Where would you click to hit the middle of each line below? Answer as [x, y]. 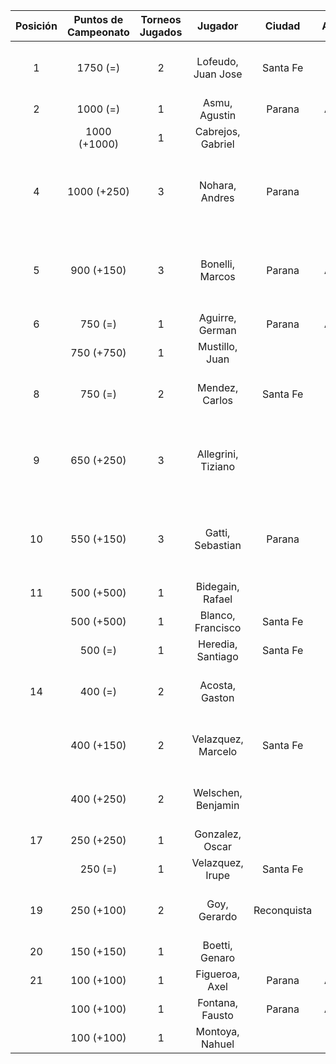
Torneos [161, 19]
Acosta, [218, 685]
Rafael [218, 599]
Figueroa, [217, 974]
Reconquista [283, 910]
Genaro [218, 957]
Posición [36, 26]
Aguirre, [217, 317]
